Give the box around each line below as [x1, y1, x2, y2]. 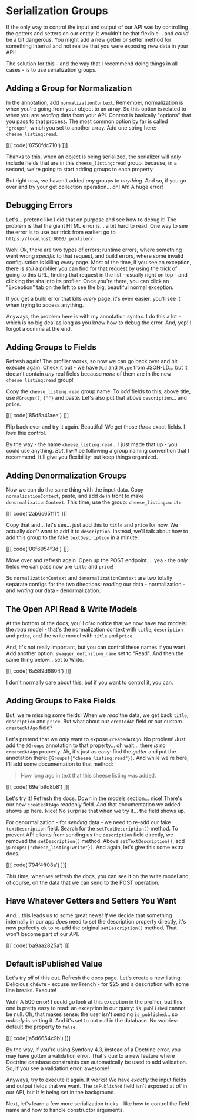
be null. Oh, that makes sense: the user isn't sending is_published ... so [6, 1011, 178, 1018]
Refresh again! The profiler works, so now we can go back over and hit [6, 358, 178, 365]
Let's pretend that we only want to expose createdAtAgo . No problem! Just [6, 735, 186, 742]
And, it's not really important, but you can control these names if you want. [6, 643, 187, 650]
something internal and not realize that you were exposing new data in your [6, 42, 189, 49]
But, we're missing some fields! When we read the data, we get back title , [6, 711, 189, 719]
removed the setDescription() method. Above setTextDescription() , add [6, 837, 185, 844]
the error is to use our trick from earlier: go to [6, 228, 116, 235]
